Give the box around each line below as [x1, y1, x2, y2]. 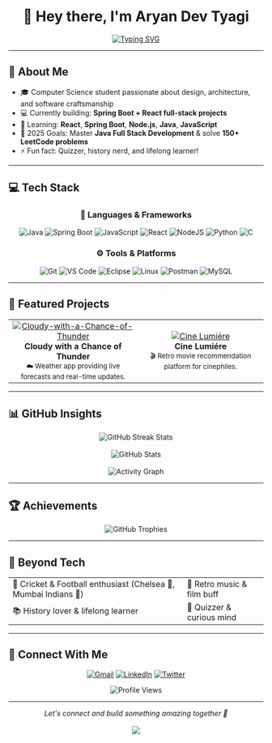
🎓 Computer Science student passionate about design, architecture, [19, 87, 251, 96]
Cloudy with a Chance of [23, 340, 122, 351]
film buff [186, 588, 219, 600]
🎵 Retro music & [186, 578, 248, 589]
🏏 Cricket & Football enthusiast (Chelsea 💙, [12, 578, 176, 589]
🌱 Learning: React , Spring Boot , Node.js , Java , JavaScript [19, 119, 218, 129]
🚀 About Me [8, 65, 69, 79]
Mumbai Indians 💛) [12, 588, 84, 600]
